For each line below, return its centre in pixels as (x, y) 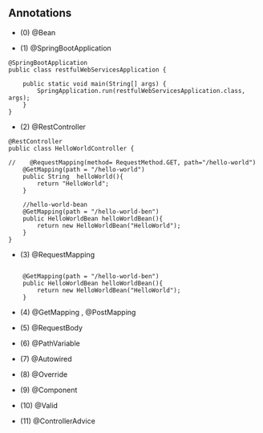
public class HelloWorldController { (71, 148)
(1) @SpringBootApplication (66, 48)
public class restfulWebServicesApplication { (87, 70)
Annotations (40, 13)
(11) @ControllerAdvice (58, 421)
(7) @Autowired (46, 358)
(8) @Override (44, 374)
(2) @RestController (53, 127)
